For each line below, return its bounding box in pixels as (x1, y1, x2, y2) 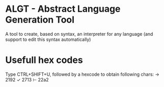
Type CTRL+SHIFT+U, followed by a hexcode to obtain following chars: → (5, 71, 159, 77)
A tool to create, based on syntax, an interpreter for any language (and (5, 31, 153, 37)
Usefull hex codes (5, 54, 83, 66)
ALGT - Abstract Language (5, 3, 121, 15)
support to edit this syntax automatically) (5, 36, 91, 42)
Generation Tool (5, 14, 75, 26)
